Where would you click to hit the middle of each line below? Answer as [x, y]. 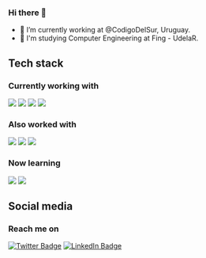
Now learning [34, 163]
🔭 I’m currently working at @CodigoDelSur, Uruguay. [105, 30]
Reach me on [34, 229]
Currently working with [54, 85]
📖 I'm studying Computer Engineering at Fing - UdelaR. [109, 38]
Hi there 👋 [28, 13]
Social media [41, 206]
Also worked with [42, 124]
